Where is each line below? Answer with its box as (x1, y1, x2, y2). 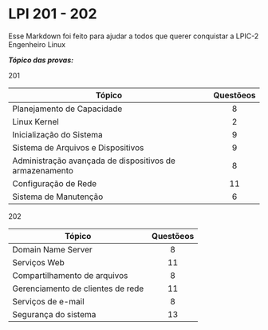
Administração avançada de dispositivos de (12, 155, 175, 166)
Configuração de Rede (12, 177, 97, 189)
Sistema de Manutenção (12, 191, 104, 202)
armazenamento (12, 165, 74, 176)
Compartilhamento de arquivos (12, 269, 128, 280)
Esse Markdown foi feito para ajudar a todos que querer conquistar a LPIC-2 (8, 31, 259, 41)
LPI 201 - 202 (8, 5, 97, 23)
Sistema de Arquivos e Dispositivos (12, 141, 144, 153)
